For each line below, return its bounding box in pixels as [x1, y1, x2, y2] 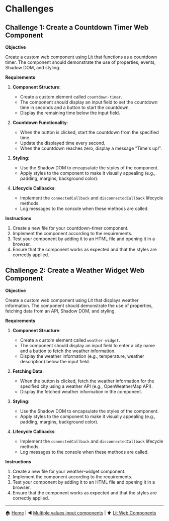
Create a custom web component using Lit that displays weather [5, 297, 139, 303]
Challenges [5, 3, 54, 15]
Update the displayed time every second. [20, 140, 106, 146]
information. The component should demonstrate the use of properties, [5, 302, 153, 308]
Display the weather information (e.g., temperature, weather [20, 353, 144, 359]
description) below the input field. [20, 358, 91, 364]
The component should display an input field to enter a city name [20, 342, 155, 348]
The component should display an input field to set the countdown [20, 99, 158, 105]
